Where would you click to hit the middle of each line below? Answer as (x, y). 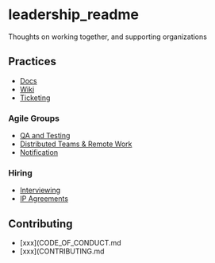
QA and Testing (45, 136)
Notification (38, 153)
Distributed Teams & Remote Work (76, 144)
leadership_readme (73, 15)
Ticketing (35, 98)
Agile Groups (34, 118)
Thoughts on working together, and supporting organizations (108, 37)
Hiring (21, 172)
